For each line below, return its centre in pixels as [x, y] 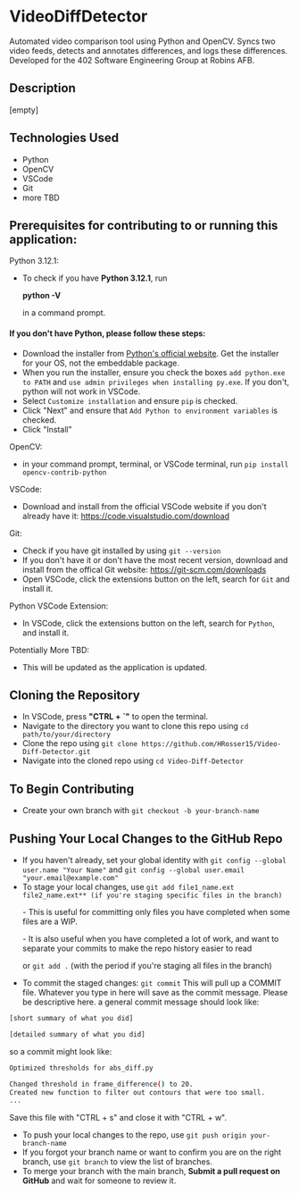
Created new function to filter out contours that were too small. [137, 1092]
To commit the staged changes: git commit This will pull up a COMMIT [152, 983]
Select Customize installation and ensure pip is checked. [130, 400]
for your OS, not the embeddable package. [101, 363]
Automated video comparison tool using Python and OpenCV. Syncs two [142, 41]
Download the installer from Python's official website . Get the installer [150, 353]
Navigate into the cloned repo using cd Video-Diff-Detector [133, 760]
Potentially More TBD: [50, 650]
